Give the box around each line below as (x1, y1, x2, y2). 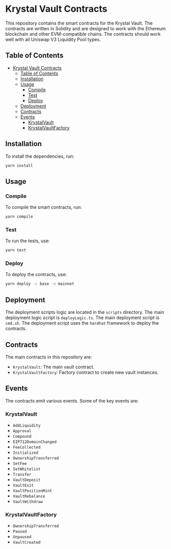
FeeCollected (12, 445, 41, 450)
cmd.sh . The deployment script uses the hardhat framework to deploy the (5, 320, 159, 326)
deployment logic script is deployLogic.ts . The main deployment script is (5, 314, 160, 321)
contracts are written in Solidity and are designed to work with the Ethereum (5, 25, 166, 31)
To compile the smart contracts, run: (5, 204, 82, 210)
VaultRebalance (12, 494, 46, 499)
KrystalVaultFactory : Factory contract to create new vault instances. (12, 369, 159, 375)
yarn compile (5, 214, 33, 219)
